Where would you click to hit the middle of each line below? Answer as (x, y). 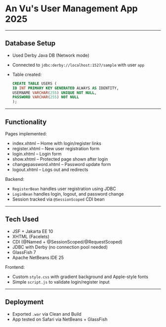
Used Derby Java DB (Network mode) (51, 55)
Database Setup (30, 43)
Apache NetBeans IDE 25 (38, 257)
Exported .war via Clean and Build (47, 314)
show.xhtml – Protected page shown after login (60, 159)
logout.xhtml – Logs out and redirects (50, 169)
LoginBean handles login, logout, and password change (68, 194)
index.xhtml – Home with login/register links (57, 143)
